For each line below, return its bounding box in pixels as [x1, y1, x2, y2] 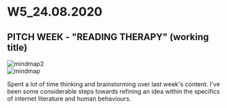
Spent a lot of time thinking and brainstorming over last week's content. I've [7, 80, 220, 88]
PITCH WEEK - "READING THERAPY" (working [7, 31, 209, 43]
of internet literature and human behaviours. [7, 94, 131, 103]
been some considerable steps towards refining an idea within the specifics [7, 88, 220, 95]
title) [7, 41, 27, 53]
